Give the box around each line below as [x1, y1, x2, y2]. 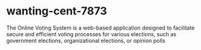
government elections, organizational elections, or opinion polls [6, 37, 166, 44]
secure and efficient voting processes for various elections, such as [6, 30, 177, 37]
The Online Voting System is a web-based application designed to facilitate [6, 24, 195, 31]
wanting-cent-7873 [6, 4, 108, 18]
